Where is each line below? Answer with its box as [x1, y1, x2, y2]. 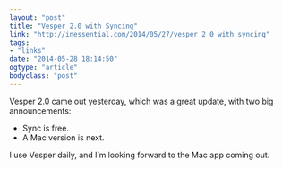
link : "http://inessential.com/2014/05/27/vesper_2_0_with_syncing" [9, 30, 270, 38]
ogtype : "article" [9, 63, 78, 72]
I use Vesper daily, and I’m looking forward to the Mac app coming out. [9, 149, 270, 160]
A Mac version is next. [21, 131, 105, 143]
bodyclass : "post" [9, 72, 78, 80]
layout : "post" [9, 13, 66, 22]
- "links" [9, 46, 47, 55]
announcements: [9, 105, 72, 116]
